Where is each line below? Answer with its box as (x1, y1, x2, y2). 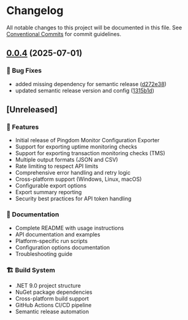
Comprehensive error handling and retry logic (15, 169, 130, 176)
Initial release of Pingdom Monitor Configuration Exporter (15, 137, 160, 144)
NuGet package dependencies (15, 288, 93, 296)
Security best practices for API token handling (15, 195, 132, 202)
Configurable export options (15, 182, 87, 189)
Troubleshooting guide (15, 250, 73, 257)
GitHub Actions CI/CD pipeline (15, 301, 92, 308)
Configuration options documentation (15, 244, 110, 251)
